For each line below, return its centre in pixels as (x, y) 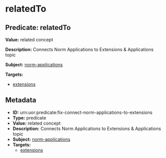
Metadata (21, 100)
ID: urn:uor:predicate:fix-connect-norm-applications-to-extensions (82, 112)
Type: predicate (29, 117)
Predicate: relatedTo (38, 28)
